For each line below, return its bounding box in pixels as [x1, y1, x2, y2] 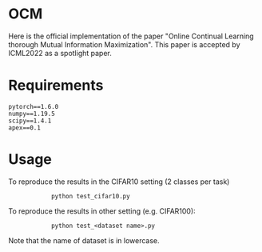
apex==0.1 [8, 123, 42, 132]
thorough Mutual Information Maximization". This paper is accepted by [8, 39, 241, 49]
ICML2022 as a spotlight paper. [8, 48, 112, 58]
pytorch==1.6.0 [8, 102, 59, 110]
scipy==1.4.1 [8, 117, 52, 125]
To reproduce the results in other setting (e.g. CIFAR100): [8, 206, 196, 216]
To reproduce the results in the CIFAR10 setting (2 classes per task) [8, 177, 230, 186]
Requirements [8, 77, 104, 94]
